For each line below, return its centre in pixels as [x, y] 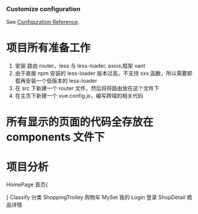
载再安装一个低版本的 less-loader [56, 81]
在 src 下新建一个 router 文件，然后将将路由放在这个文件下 [87, 88]
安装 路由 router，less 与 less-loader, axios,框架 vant [80, 66]
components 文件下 [55, 137]
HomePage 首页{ [27, 185]
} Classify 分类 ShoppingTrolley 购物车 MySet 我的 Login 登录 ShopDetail [96, 197]
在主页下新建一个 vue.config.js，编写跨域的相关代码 [79, 96]
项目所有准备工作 [49, 48]
